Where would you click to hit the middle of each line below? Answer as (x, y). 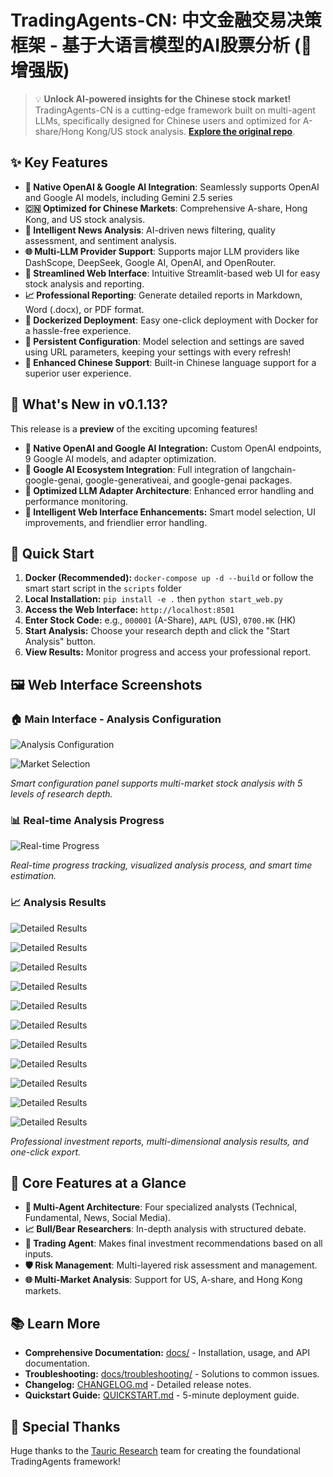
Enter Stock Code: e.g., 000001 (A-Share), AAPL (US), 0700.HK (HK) (160, 620)
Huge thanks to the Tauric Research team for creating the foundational (155, 1451)
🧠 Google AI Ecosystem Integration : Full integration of (137, 469)
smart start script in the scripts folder (103, 588)
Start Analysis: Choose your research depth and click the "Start (157, 631)
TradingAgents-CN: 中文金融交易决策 (166, 20)
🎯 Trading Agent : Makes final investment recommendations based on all (173, 1243)
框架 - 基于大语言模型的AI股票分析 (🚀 (161, 45)
